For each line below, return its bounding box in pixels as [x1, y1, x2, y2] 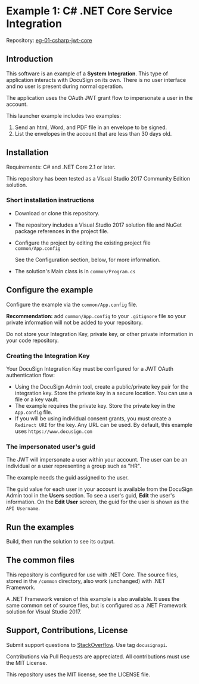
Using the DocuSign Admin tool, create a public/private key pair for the [14, 383, 189, 390]
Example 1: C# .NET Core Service [6, 4, 173, 18]
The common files [6, 555, 75, 566]
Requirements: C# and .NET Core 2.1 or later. [6, 163, 116, 170]
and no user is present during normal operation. [6, 83, 124, 90]
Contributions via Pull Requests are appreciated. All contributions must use [6, 653, 190, 660]
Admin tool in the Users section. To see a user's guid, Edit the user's [6, 492, 175, 499]
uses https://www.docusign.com [14, 427, 92, 435]
